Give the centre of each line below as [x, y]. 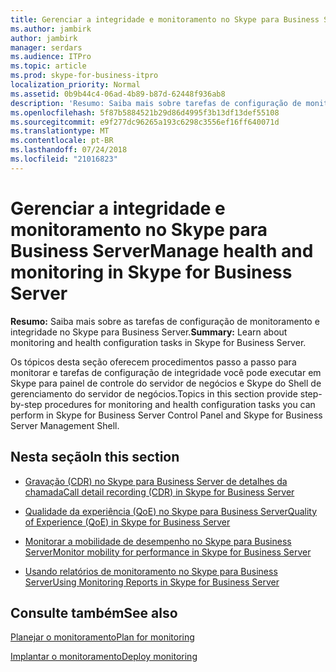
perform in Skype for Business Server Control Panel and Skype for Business [166, 415]
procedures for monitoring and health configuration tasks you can [180, 404]
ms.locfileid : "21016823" [64, 159]
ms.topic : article [48, 66]
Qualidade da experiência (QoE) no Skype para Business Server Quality [171, 511]
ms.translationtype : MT [60, 131]
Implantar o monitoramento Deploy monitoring [104, 657]
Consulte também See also [94, 612]
